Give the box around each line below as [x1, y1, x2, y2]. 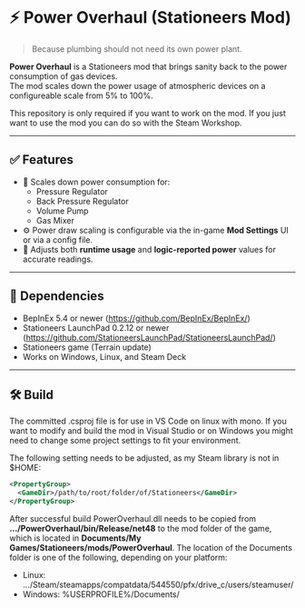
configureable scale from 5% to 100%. [9, 90, 153, 101]
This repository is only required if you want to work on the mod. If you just [9, 107, 286, 118]
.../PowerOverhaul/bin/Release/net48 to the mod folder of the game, [9, 523, 272, 533]
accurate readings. [22, 254, 93, 264]
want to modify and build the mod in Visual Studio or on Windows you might [9, 425, 293, 436]
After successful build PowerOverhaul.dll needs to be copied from [9, 513, 257, 523]
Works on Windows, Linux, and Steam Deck [22, 351, 187, 362]
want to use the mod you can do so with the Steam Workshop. [9, 117, 242, 128]
